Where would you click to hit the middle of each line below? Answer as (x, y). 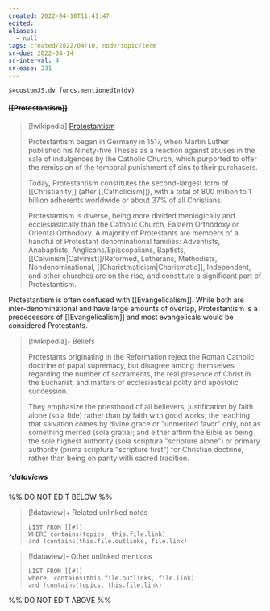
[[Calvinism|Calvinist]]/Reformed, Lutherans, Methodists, (123, 258)
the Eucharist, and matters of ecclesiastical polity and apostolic (133, 382)
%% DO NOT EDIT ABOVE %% (60, 600)
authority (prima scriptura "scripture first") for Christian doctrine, (136, 449)
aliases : (23, 31)
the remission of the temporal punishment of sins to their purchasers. (143, 167)
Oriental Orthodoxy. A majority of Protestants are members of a (133, 233)
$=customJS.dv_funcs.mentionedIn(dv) (72, 90)
